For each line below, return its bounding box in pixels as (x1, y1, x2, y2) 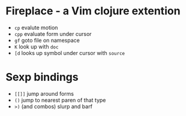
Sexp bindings (5, 71, 79, 84)
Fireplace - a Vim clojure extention (5, 4, 181, 18)
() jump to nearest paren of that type (14, 96, 106, 103)
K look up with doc (14, 43, 59, 50)
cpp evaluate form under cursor (14, 30, 92, 37)
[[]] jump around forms (14, 90, 74, 97)
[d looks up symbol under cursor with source (14, 49, 125, 56)
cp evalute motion (14, 24, 58, 31)
